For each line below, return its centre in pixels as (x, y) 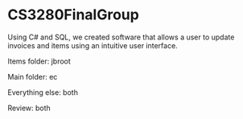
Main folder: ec (33, 76)
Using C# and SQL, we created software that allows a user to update (121, 37)
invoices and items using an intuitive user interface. (93, 45)
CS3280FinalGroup (74, 15)
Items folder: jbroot (39, 61)
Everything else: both (43, 92)
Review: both (29, 108)
